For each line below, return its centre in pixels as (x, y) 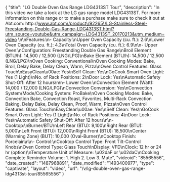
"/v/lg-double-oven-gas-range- (113, 168)
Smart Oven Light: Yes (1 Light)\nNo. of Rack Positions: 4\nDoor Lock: (78, 115)
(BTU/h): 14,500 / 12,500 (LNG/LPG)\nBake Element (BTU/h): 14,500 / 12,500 (85, 56)
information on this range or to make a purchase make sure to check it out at (85, 18)
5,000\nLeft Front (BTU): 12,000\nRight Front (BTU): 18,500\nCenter (76, 131)
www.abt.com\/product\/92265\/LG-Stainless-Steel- (93, 23)
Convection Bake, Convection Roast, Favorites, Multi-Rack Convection (78, 99)
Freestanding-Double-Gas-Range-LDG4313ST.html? (60, 29)
